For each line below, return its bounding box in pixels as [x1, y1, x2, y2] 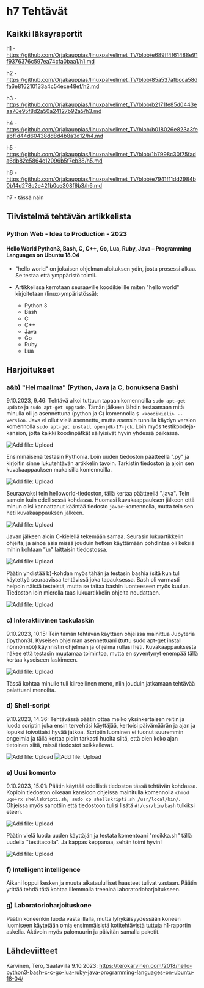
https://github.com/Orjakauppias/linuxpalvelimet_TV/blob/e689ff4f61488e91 [6, 51, 198, 59]
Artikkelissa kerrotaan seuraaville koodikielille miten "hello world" [15, 283, 180, 291]
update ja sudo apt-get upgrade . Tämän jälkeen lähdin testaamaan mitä [6, 403, 184, 411]
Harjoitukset [6, 365, 55, 375]
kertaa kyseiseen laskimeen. [6, 656, 78, 664]
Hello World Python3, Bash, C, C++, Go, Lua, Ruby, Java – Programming [6, 244, 191, 252]
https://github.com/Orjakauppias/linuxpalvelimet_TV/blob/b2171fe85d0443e [6, 101, 197, 108]
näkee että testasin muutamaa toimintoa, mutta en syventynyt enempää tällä [6, 650, 199, 657]
